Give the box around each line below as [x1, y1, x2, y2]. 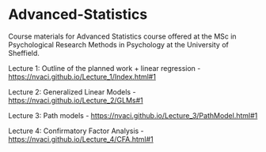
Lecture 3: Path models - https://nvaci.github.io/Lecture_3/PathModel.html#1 [8, 110, 258, 120]
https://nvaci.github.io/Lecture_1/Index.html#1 [8, 72, 157, 81]
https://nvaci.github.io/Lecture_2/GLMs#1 [8, 95, 144, 105]
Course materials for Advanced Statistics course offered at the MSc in [8, 32, 237, 41]
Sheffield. [8, 48, 40, 57]
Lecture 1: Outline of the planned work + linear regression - [8, 63, 201, 72]
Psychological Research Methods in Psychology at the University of [8, 39, 230, 49]
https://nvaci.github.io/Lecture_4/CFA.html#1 [8, 134, 154, 143]
